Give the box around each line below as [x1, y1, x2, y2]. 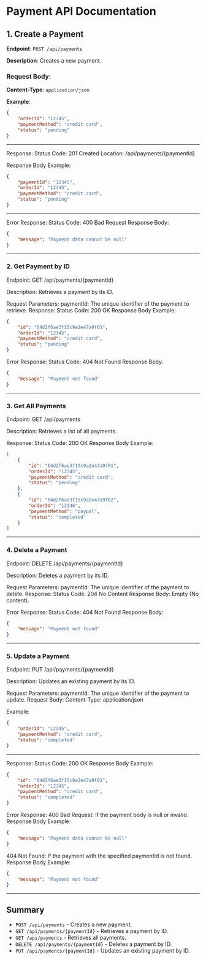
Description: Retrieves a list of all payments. [6, 428, 118, 435]
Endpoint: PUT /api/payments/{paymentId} [6, 666, 115, 673]
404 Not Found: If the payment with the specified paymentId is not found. [6, 852, 193, 859]
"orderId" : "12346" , [28, 502, 81, 509]
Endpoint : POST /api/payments [6, 45, 83, 52]
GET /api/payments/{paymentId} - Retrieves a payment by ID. [15, 927, 169, 935]
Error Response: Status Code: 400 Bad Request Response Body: [6, 219, 169, 226]
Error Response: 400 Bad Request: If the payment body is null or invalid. [6, 811, 189, 819]
